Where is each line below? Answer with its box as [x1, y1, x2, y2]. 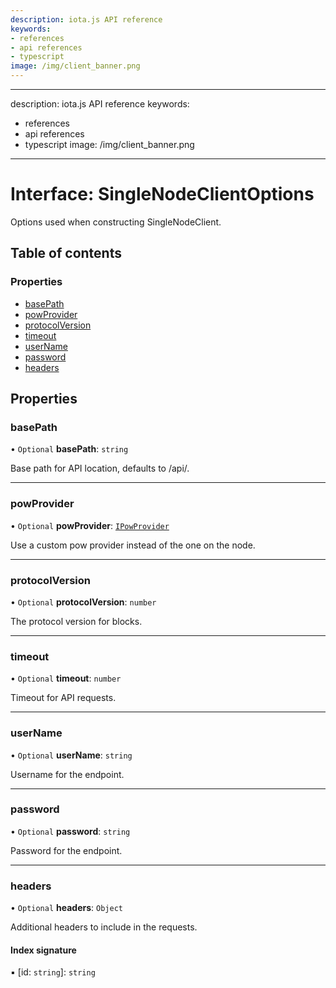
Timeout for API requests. [10, 692, 117, 704]
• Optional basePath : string [10, 443, 129, 455]
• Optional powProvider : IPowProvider [10, 519, 170, 531]
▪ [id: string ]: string [10, 966, 96, 978]
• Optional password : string [10, 825, 131, 837]
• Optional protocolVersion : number [10, 596, 157, 608]
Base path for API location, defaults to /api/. [10, 462, 190, 475]
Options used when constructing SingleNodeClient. [10, 216, 222, 228]
